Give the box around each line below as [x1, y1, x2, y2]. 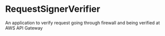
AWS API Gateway [5, 25, 43, 31]
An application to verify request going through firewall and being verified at [5, 20, 160, 26]
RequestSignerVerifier [5, 3, 100, 15]
